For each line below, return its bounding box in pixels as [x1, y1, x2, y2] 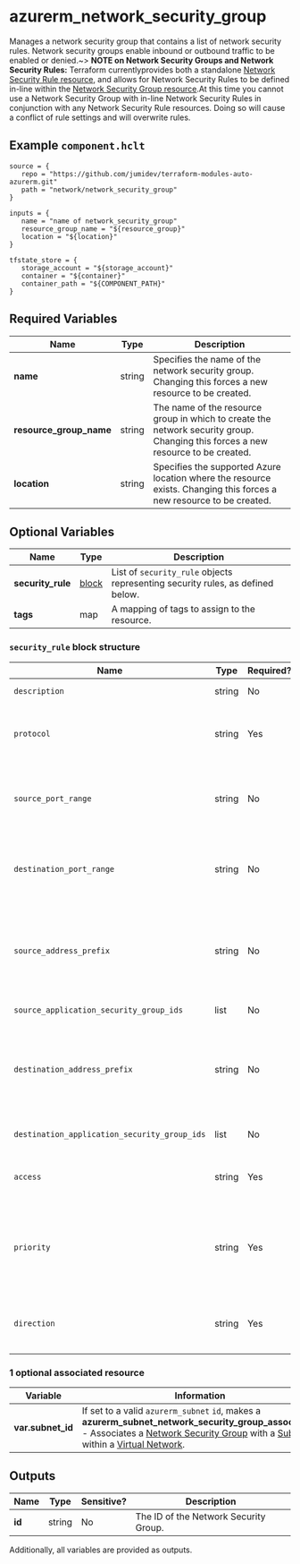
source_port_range [13, 793, 92, 803]
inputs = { [9, 209, 50, 218]
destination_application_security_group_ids [13, 1129, 206, 1139]
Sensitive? [80, 1495, 127, 1508]
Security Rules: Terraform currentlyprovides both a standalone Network [9, 64, 276, 75]
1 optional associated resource [9, 1366, 145, 1379]
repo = [21, 169, 46, 178]
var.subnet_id [13, 1421, 74, 1433]
